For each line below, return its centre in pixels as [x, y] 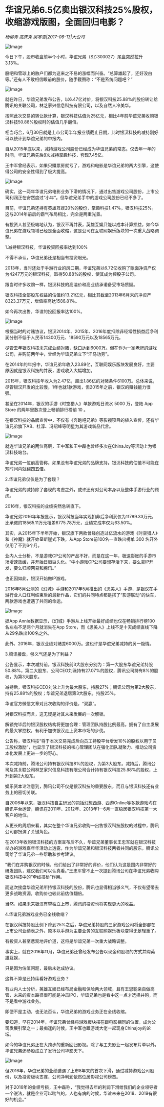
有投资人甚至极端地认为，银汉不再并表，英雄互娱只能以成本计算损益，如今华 [82, 224]
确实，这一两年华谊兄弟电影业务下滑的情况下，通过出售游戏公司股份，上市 [80, 191]
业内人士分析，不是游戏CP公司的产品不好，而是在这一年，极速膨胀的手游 [79, 555]
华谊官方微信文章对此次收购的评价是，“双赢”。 [52, 703]
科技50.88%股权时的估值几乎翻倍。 [45, 122]
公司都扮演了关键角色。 [29, 831]
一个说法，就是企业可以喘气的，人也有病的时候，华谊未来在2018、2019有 [79, 1093]
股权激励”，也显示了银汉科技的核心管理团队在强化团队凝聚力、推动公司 [81, 747]
